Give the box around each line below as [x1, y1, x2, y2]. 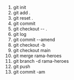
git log [13, 31, 27, 37]
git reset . [13, 15, 33, 21]
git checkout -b [13, 42, 46, 48]
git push [13, 63, 30, 69]
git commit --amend [13, 36, 55, 43]
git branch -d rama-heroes [13, 58, 69, 64]
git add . [13, 10, 31, 16]
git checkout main [13, 48, 51, 53]
